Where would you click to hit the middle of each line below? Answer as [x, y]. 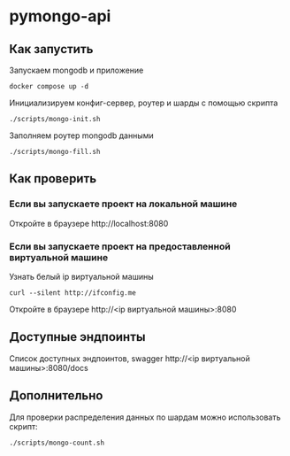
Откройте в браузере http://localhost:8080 [89, 223]
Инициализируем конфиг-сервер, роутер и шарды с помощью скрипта [144, 103]
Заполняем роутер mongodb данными [82, 135]
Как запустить [51, 49]
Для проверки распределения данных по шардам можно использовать [145, 417]
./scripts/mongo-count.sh [57, 443]
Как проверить [53, 179]
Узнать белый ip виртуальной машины [82, 276]
